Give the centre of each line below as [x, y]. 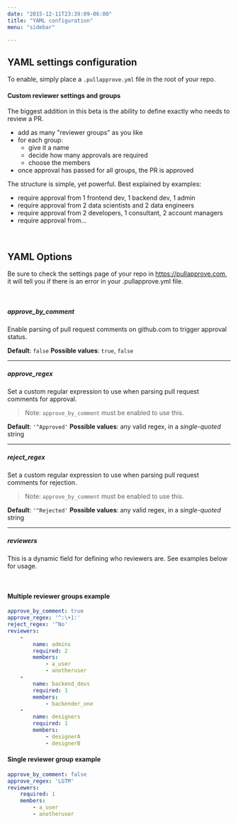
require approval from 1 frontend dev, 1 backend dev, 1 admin [107, 198]
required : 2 [51, 651]
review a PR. [25, 119]
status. [17, 337]
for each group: [40, 140]
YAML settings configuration [72, 62]
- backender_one [69, 704]
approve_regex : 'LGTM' [41, 781]
